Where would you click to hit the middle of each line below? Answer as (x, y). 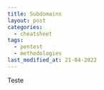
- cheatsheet (33, 34)
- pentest (28, 47)
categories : (25, 27)
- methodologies (38, 54)
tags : (15, 40)
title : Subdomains (35, 14)
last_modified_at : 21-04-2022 (52, 60)
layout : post (27, 21)
